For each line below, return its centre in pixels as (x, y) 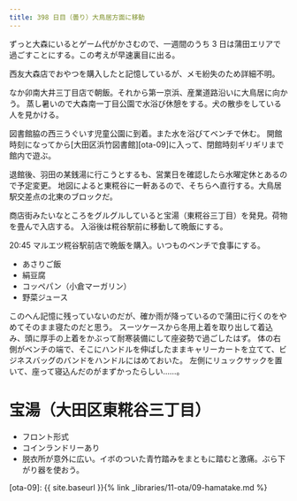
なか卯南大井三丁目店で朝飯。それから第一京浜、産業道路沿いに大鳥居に (141, 92)
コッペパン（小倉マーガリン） (76, 286)
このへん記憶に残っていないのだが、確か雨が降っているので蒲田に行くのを (145, 316)
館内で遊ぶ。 (32, 155)
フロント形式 (45, 436)
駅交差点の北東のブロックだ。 (63, 197)
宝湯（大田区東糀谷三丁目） (110, 410)
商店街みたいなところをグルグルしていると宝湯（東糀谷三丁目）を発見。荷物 (148, 215)
